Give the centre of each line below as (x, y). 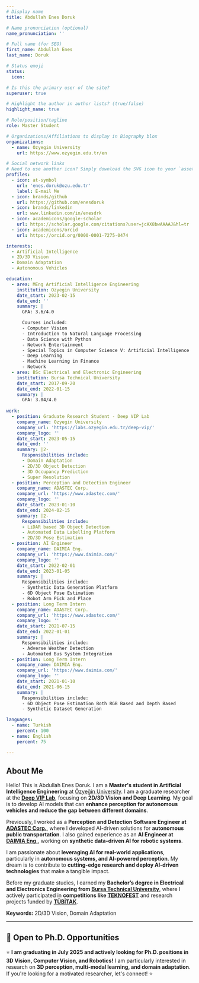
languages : (20, 720)
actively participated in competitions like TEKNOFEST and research (89, 895)
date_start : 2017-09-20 (46, 383)
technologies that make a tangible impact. (58, 871)
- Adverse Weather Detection (58, 648)
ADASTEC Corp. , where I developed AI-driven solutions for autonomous (95, 828)
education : (20, 279)
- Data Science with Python (57, 339)
